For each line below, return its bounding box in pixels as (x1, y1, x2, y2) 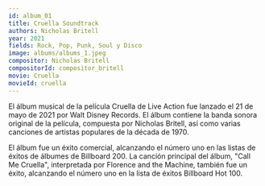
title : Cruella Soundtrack (8, 19, 99, 27)
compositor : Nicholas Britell (8, 57, 110, 65)
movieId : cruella (8, 79, 67, 87)
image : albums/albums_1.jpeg (8, 49, 106, 57)
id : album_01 (8, 11, 52, 20)
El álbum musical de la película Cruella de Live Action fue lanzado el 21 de (8, 101, 254, 111)
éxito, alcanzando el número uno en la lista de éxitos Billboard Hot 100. (8, 168, 243, 178)
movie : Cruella (8, 72, 60, 80)
